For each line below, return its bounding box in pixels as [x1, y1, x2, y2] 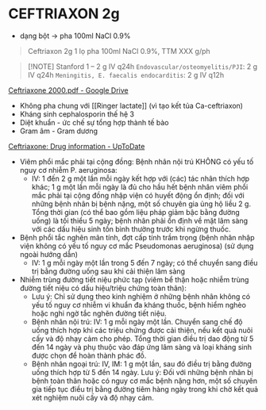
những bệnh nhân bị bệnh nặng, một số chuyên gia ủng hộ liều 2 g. [31, 199, 252, 209]
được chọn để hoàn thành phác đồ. [31, 351, 147, 360]
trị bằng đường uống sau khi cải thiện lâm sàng [31, 266, 185, 276]
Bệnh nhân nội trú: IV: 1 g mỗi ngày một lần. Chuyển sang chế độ [31, 316, 243, 326]
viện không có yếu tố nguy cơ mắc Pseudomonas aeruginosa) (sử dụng [19, 241, 254, 251]
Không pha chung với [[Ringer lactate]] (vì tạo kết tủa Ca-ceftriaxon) [19, 101, 244, 110]
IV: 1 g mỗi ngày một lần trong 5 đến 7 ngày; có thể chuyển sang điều [31, 258, 258, 267]
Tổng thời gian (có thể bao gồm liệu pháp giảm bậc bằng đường [31, 207, 240, 216]
